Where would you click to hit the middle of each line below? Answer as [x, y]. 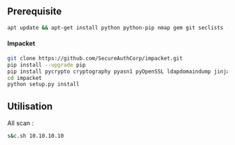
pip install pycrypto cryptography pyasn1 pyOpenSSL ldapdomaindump [109, 71]
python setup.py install [43, 84]
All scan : [21, 123]
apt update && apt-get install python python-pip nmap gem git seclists [115, 27]
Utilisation [30, 106]
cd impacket [24, 78]
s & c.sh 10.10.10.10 [36, 136]
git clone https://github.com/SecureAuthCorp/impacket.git [95, 58]
